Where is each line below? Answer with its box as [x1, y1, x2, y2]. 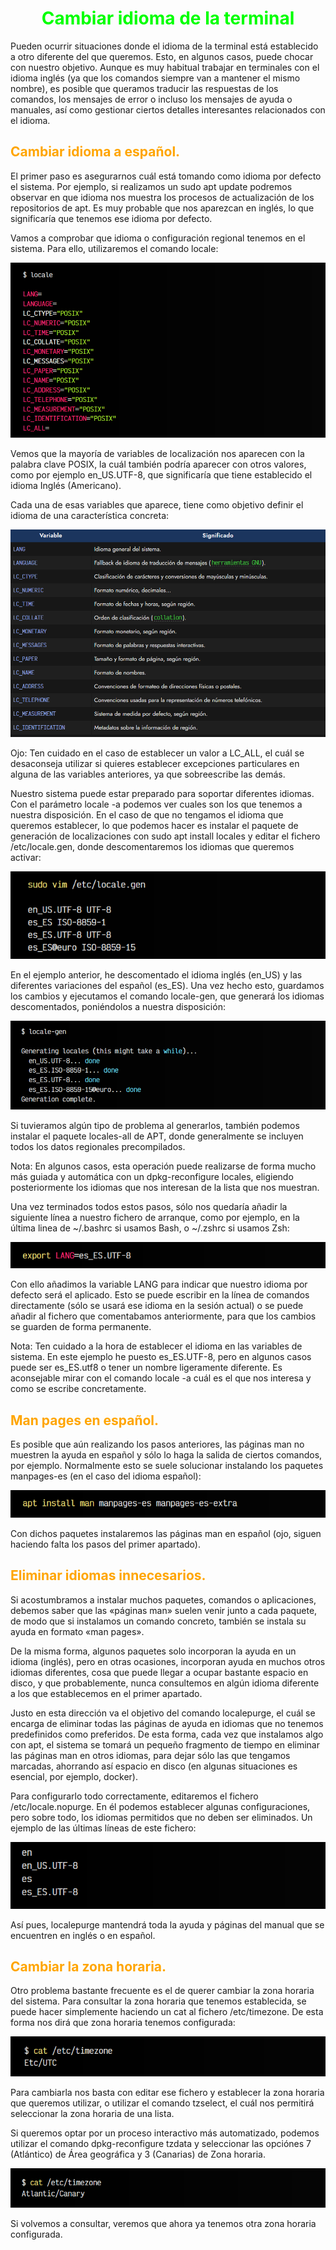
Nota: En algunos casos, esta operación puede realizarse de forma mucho [10, 1160, 317, 1172]
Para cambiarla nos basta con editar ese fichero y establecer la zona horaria [10, 2087, 325, 2099]
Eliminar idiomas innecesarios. [10, 1567, 207, 1584]
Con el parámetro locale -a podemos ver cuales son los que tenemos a [10, 798, 303, 810]
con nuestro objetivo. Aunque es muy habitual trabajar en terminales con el [10, 61, 320, 73]
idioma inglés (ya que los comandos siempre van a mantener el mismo [10, 72, 301, 84]
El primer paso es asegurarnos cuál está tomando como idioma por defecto [10, 170, 322, 182]
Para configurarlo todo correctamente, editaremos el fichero [10, 1790, 259, 1802]
